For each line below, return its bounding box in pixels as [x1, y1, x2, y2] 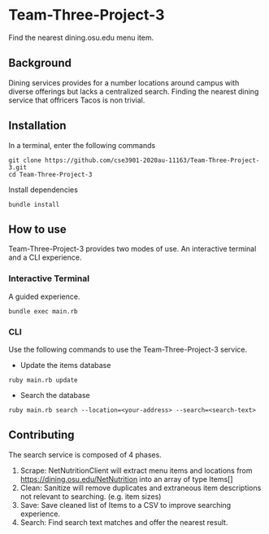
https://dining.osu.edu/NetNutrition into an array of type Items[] [20, 474, 233, 484]
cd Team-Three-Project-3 [8, 170, 93, 178]
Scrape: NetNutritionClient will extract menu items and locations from [20, 466, 254, 475]
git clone [8, 156, 42, 164]
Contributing [8, 428, 75, 442]
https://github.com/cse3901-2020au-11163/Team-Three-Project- [44, 156, 260, 164]
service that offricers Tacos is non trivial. [8, 95, 145, 105]
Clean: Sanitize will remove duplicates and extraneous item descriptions [20, 483, 262, 492]
